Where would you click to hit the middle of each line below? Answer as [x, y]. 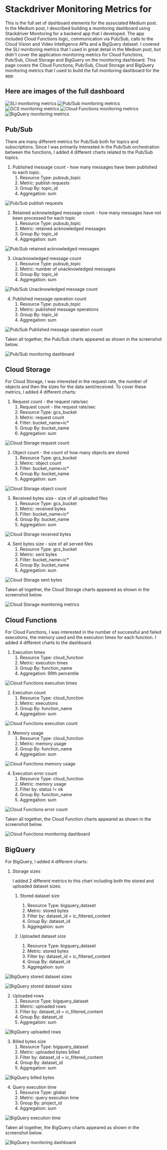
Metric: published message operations [59, 309]
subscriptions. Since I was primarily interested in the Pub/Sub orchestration [83, 147]
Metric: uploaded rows [43, 1006]
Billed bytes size [29, 1041]
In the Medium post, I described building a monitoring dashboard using [78, 28]
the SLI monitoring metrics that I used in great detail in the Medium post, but [83, 49]
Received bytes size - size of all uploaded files [60, 498]
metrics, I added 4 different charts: [41, 392]
